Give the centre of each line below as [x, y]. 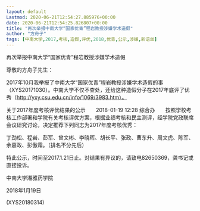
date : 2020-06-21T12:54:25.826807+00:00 [57, 23]
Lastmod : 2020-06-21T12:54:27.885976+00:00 [61, 17]
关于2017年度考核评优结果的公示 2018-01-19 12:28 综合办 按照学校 [96, 110]
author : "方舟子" [26, 34]
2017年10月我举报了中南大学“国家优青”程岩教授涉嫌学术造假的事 [85, 82]
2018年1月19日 [24, 190]
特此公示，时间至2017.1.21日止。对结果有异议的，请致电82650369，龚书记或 [100, 158]
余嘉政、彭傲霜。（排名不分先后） [47, 145]
